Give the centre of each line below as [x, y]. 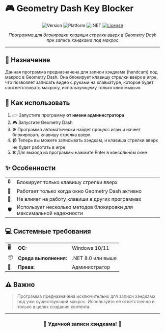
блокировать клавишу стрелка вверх [51, 135]
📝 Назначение [28, 60]
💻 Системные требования [48, 231]
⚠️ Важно [20, 284]
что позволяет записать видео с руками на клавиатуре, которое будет [79, 82]
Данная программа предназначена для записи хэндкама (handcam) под [82, 72]
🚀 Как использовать [38, 103]
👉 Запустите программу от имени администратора [68, 115]
